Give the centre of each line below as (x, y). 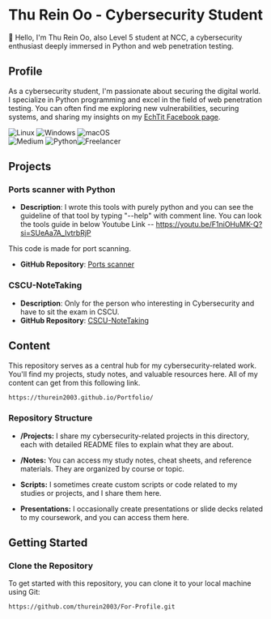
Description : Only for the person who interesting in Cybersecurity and (137, 303)
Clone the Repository (51, 566)
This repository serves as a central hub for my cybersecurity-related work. (133, 365)
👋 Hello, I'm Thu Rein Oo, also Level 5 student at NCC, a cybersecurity (125, 37)
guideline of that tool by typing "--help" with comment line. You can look (141, 216)
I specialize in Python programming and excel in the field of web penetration (135, 100)
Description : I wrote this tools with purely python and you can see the (137, 207)
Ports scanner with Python (62, 190)
